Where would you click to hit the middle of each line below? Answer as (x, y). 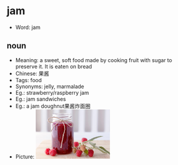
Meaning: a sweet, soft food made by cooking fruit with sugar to (94, 60)
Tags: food (28, 80)
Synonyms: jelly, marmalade (50, 86)
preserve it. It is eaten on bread (54, 66)
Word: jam (28, 27)
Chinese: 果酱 (32, 73)
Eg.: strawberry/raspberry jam (52, 92)
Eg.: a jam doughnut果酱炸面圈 (53, 106)
